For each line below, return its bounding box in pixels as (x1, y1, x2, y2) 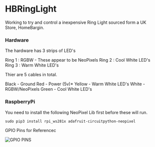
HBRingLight (5, 3, 57, 15)
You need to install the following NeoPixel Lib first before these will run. (5, 109, 148, 115)
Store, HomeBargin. (5, 24, 45, 30)
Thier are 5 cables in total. (5, 72, 57, 78)
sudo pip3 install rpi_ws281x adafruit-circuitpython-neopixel (5, 119, 136, 124)
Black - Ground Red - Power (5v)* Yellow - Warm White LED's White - (5, 81, 145, 87)
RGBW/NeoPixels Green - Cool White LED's (5, 86, 92, 92)
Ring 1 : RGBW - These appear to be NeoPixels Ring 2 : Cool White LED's (5, 57, 151, 63)
